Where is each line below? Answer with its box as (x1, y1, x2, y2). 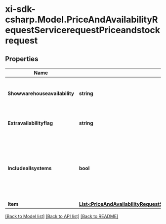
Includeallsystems (7, 165, 52, 172)
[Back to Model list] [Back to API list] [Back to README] (5, 214, 119, 219)
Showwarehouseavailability (7, 90, 75, 97)
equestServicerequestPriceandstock (5, 25, 161, 36)
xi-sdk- (5, 3, 36, 15)
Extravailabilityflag (7, 120, 53, 127)
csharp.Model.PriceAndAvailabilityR (5, 14, 158, 25)
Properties (5, 54, 39, 63)
